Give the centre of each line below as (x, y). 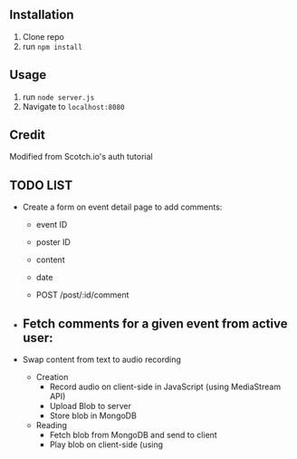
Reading (52, 425)
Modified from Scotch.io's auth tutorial (81, 157)
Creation (52, 377)
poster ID (53, 242)
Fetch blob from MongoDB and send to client (133, 435)
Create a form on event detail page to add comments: (122, 207)
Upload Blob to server (90, 406)
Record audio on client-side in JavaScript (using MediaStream (165, 387)
